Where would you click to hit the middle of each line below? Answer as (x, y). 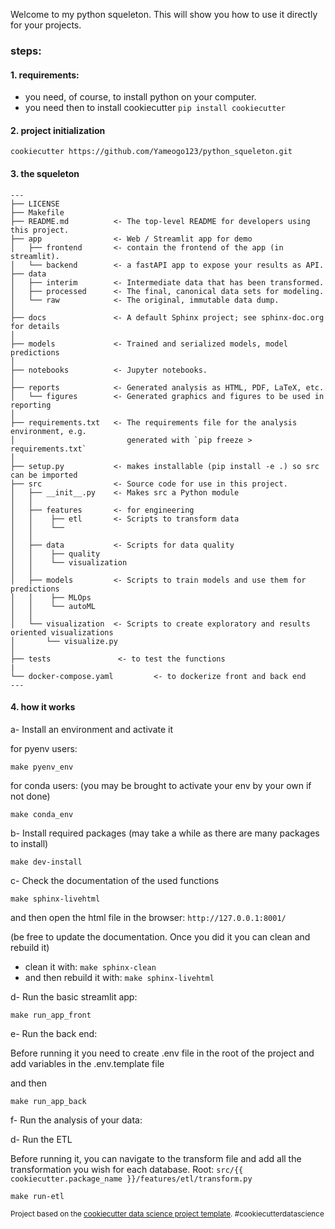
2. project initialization (58, 130)
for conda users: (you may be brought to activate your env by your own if (161, 785)
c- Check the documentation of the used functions (115, 880)
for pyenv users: (44, 748)
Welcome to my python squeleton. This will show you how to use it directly (164, 14)
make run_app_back (48, 1101)
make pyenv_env (42, 767)
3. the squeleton (45, 173)
